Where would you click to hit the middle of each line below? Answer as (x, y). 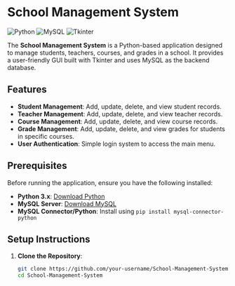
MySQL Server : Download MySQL (67, 203)
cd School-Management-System (60, 275)
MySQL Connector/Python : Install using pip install (94, 211)
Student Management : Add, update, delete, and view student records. (120, 107)
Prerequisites (37, 166)
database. (22, 67)
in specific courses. (46, 136)
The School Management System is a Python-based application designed (115, 45)
